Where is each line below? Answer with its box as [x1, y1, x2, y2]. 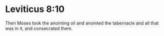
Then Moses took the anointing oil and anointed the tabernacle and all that [5, 20, 159, 26]
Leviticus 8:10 [5, 3, 65, 15]
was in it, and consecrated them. [5, 25, 73, 31]
